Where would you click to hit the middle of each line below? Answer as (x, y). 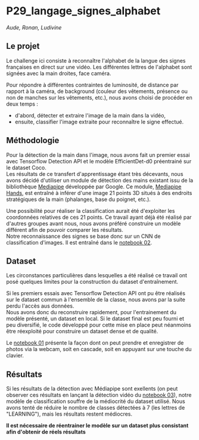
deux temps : (22, 104)
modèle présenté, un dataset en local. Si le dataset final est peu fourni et (95, 319)
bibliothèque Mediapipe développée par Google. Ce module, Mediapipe (94, 187)
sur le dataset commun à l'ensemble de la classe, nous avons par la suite (96, 300)
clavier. (15, 355)
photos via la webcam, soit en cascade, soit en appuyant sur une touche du (99, 349)
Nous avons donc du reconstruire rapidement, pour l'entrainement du (91, 312)
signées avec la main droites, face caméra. (59, 73)
